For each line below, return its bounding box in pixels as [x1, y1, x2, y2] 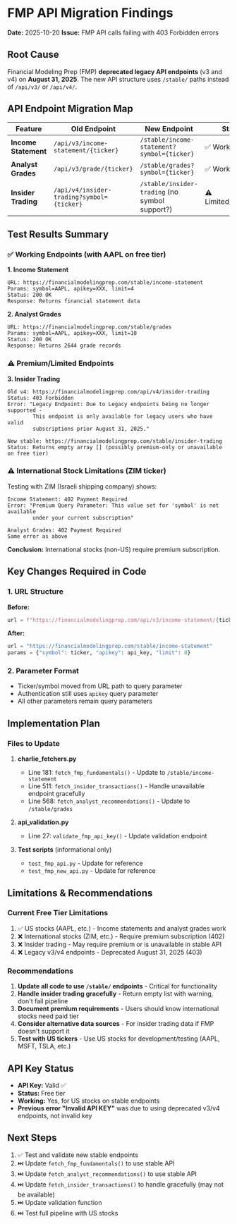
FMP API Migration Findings [7, 5, 174, 21]
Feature [15, 123, 42, 133]
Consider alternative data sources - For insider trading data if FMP [17, 1020, 214, 1028]
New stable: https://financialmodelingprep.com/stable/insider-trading [7, 437, 222, 445]
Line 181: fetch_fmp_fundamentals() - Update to [28, 769, 166, 777]
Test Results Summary [7, 228, 109, 240]
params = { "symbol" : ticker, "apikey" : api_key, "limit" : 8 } [7, 649, 191, 656]
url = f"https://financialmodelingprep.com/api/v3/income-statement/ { [7, 616, 219, 623]
